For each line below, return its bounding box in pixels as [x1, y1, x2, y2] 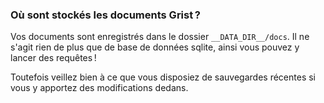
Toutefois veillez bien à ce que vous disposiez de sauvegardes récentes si [10, 71, 317, 83]
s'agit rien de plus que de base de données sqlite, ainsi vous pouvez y [10, 41, 300, 53]
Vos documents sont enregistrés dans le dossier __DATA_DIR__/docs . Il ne [10, 31, 310, 43]
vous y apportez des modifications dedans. [10, 82, 189, 94]
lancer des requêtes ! [10, 52, 97, 64]
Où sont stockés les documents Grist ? [10, 8, 201, 22]
